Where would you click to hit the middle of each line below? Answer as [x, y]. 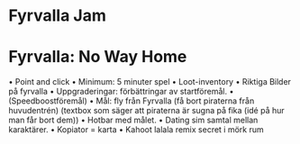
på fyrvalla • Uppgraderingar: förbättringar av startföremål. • [121, 92]
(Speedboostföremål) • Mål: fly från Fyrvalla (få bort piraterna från [132, 101]
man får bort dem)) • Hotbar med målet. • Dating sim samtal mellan [133, 120]
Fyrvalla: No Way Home [98, 57]
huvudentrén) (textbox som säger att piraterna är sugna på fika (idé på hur [146, 111]
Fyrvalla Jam [58, 16]
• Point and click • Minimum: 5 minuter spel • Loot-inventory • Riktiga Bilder [150, 82]
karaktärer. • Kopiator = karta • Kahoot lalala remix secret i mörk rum [136, 130]
